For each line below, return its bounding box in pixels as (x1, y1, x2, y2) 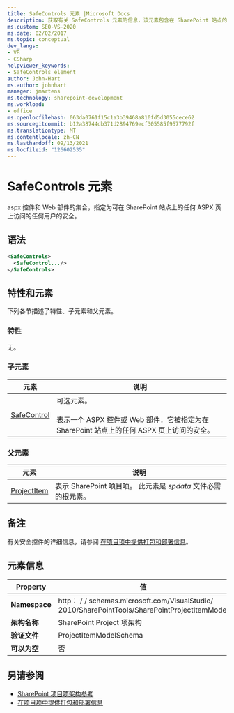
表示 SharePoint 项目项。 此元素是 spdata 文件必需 (55, 481, 221, 491)
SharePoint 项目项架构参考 (17, 689, 94, 698)
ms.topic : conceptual (7, 36, 70, 43)
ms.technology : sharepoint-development (7, 95, 123, 102)
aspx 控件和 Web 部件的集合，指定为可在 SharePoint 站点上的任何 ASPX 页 (7, 203, 221, 211)
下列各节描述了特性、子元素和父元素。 (7, 307, 117, 315)
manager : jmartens (7, 88, 61, 95)
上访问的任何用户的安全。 (7, 211, 81, 220)
